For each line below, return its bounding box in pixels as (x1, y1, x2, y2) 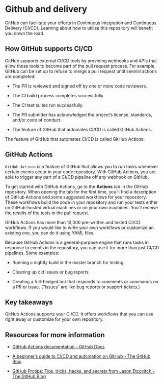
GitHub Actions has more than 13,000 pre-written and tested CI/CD (5, 219, 141, 225)
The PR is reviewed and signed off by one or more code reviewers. (12, 83, 147, 89)
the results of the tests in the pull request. (5, 210, 89, 216)
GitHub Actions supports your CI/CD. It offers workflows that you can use (5, 311, 154, 317)
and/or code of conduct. (12, 117, 62, 123)
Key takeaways (5, 298, 53, 307)
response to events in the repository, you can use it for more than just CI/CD (5, 244, 159, 250)
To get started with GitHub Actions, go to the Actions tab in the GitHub (5, 184, 148, 190)
